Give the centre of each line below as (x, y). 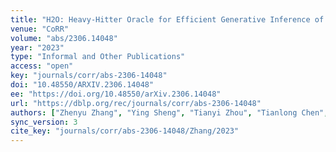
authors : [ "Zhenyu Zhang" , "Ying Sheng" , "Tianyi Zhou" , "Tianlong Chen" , (169, 112)
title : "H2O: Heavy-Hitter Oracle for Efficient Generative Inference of (167, 19)
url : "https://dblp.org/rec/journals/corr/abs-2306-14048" (136, 103)
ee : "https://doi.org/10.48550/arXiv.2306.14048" (116, 94)
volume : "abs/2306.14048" (64, 38)
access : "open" (42, 66)
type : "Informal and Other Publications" (98, 57)
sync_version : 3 (44, 122)
